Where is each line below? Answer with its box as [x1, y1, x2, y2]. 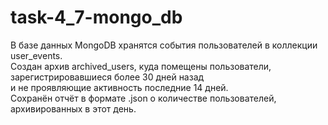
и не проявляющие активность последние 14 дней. [10, 81, 229, 93]
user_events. [10, 49, 63, 61]
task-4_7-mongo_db [10, 6, 183, 29]
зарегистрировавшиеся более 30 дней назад [10, 71, 205, 83]
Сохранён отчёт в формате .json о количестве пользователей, [10, 92, 277, 104]
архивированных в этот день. [10, 102, 137, 115]
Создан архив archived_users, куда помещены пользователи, [10, 60, 272, 72]
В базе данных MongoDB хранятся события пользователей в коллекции [10, 39, 318, 51]
